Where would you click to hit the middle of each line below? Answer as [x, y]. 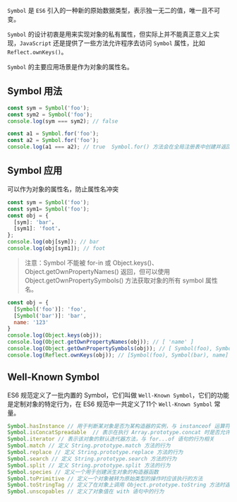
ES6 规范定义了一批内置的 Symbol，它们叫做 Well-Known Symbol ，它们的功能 [119, 395]
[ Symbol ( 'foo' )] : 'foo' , [50, 309]
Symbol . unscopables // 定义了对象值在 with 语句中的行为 [86, 492]
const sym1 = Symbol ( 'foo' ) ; [49, 209]
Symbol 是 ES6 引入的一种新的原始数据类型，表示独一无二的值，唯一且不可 [114, 10]
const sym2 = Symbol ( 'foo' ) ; [50, 114]
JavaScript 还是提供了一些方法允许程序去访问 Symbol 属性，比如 [113, 43]
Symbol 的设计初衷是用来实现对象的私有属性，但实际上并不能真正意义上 [110, 34]
